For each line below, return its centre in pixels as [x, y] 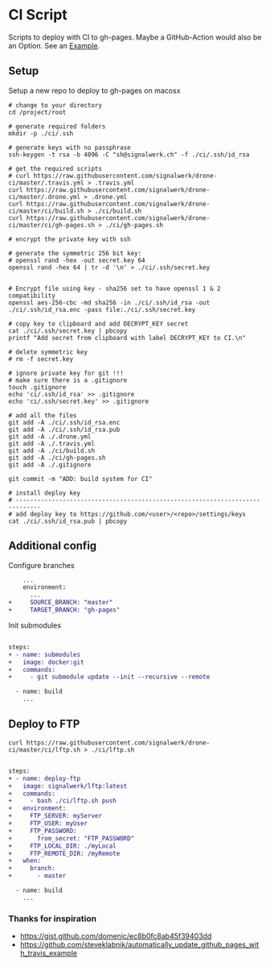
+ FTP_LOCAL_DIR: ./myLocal [62, 846]
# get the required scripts [55, 168]
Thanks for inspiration [53, 918]
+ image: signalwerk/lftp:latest [68, 786]
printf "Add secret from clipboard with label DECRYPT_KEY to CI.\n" [127, 338]
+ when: [25, 861]
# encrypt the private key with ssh [70, 239]
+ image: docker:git [46, 662]
